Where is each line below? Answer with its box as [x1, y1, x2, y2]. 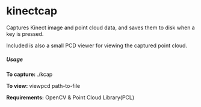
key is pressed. [6, 30, 44, 37]
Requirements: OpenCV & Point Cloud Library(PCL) [6, 94, 135, 101]
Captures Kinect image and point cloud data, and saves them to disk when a [6, 24, 196, 31]
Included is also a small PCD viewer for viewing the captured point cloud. [6, 42, 188, 49]
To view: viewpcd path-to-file [6, 82, 80, 89]
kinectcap [6, 4, 58, 18]
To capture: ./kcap [6, 71, 53, 78]
